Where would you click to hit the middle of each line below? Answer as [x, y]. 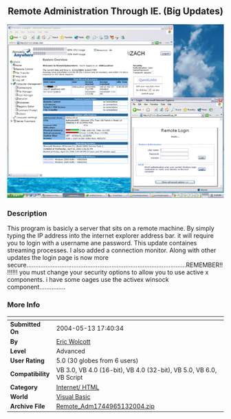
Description [27, 213]
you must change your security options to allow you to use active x [114, 272]
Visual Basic [73, 396]
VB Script [69, 378]
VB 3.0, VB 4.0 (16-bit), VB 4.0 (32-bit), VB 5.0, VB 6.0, [136, 370]
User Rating [27, 360]
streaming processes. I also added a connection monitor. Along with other [112, 250]
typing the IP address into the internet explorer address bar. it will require [111, 236]
